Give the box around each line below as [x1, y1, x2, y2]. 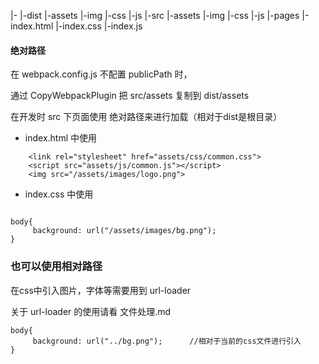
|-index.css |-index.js [55, 20, 143, 32]
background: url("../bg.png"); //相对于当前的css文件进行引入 [32, 336, 302, 346]
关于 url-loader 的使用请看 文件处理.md [10, 305, 172, 317]
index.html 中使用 [24, 132, 98, 144]
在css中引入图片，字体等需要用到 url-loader [10, 284, 192, 296]
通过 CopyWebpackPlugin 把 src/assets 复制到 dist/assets [10, 90, 250, 102]
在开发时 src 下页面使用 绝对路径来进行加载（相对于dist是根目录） [10, 111, 283, 123]
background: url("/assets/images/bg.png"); [32, 226, 217, 236]
